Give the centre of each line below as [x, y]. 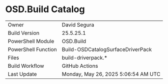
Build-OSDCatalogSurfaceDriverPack [107, 49]
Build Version [24, 33]
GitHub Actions [80, 66]
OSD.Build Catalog [45, 9]
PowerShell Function [32, 49]
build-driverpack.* [85, 58]
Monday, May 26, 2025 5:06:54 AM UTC [111, 74]
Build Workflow [26, 66]
